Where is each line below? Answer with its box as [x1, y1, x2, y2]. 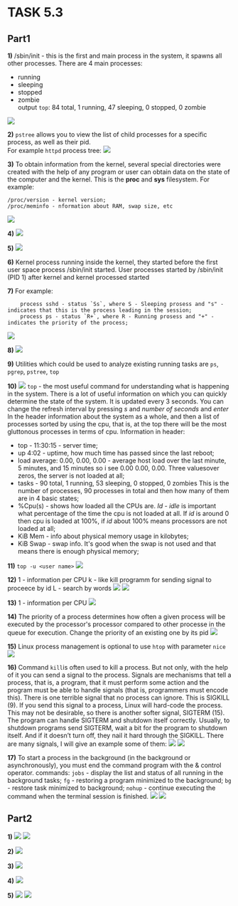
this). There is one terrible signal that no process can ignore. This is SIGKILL [7, 693, 230, 702]
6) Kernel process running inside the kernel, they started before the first [7, 258, 218, 266]
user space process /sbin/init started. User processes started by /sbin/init [7, 265, 224, 274]
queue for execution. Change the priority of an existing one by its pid [7, 628, 209, 637]
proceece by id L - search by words [7, 584, 112, 592]
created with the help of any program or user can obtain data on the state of [7, 168, 230, 176]
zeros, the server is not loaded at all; [17, 471, 125, 480]
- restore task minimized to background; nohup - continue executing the [7, 784, 216, 792]
